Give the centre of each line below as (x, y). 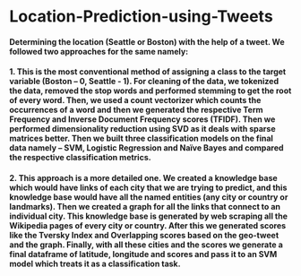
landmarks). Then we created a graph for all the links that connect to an (145, 206)
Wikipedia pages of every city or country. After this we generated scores (148, 225)
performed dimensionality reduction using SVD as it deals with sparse (142, 129)
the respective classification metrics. (80, 158)
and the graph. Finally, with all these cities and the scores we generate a (146, 245)
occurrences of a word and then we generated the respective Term (136, 110)
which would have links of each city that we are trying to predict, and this (148, 187)
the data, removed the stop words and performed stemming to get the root (150, 91)
